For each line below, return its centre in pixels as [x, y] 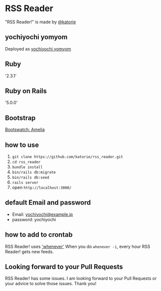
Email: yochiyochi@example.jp [42, 214]
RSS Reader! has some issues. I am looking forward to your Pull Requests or [81, 278]
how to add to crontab [39, 235]
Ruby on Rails [26, 91]
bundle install [27, 167]
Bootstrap [20, 118]
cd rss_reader [26, 162]
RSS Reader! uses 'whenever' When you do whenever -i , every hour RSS [78, 246]
